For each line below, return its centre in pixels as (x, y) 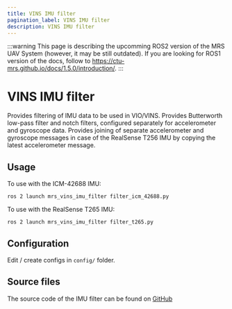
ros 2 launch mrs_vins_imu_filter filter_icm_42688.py (88, 197)
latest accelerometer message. (51, 145)
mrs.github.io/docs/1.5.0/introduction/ (61, 68)
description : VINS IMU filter (51, 26)
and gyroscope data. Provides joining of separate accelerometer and (106, 131)
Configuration (38, 243)
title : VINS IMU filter (42, 14)
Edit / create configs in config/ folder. (61, 260)
